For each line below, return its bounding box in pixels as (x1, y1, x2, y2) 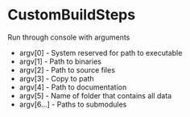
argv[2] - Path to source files (19, 65, 116, 74)
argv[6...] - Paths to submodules (19, 99, 127, 109)
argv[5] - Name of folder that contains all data (19, 90, 172, 100)
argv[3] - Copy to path (19, 73, 94, 83)
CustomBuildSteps (7, 6, 136, 24)
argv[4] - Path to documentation (19, 82, 127, 92)
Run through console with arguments (7, 32, 130, 42)
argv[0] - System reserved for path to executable (19, 48, 183, 57)
